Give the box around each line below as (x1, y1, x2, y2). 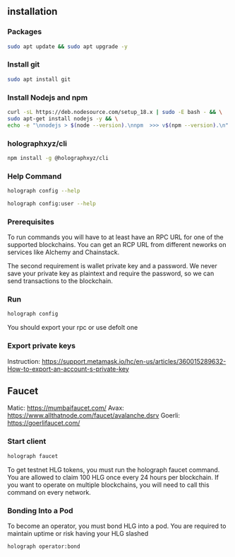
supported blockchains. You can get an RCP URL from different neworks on (7, 241, 227, 249)
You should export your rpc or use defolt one (7, 323, 138, 332)
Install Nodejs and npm (7, 92, 88, 102)
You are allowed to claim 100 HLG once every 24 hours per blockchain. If (7, 473, 219, 481)
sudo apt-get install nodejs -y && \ (7, 115, 119, 122)
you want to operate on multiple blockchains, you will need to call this (7, 481, 210, 489)
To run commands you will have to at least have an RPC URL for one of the (7, 233, 224, 241)
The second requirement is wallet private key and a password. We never (7, 262, 217, 270)
